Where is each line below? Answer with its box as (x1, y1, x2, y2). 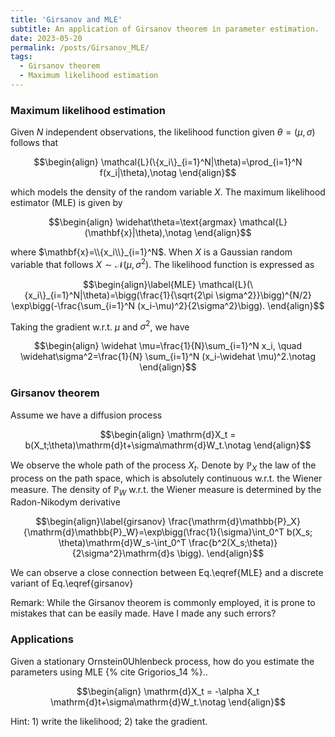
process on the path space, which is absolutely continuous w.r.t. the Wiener (10, 472, 323, 484)
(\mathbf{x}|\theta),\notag (84, 227, 192, 239)
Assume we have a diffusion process (10, 409, 163, 421)
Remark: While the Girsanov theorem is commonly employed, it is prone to (10, 597, 316, 609)
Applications (10, 632, 74, 646)
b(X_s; (286, 526, 313, 538)
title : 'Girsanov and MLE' (10, 14, 123, 25)
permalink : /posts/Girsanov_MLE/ (10, 42, 150, 53)
